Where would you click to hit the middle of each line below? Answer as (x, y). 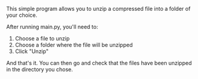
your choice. (22, 15)
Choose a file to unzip (42, 38)
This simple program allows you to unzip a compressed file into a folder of (98, 9)
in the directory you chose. (40, 69)
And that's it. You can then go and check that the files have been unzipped (99, 63)
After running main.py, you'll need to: (52, 27)
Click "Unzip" (32, 51)
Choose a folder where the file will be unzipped (74, 45)
